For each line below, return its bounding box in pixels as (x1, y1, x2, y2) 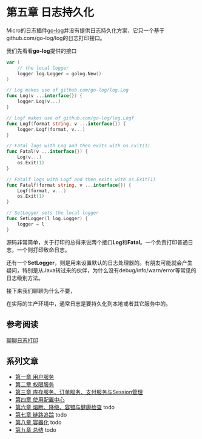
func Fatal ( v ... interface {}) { (6, 149, 88, 155)
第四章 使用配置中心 (15, 396, 65, 403)
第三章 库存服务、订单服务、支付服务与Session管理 (15, 389, 143, 396)
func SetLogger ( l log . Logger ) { (6, 216, 88, 222)
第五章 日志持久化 (6, 5, 94, 19)
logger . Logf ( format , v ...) (17, 126, 86, 132)
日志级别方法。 (6, 274, 44, 281)
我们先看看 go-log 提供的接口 (6, 47, 77, 55)
